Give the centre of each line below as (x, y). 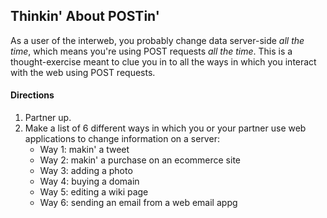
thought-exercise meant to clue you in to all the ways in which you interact (163, 61)
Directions (32, 95)
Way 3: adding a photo (86, 171)
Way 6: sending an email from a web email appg (138, 203)
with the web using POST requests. (83, 72)
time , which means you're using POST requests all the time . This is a (151, 51)
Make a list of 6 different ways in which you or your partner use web (165, 128)
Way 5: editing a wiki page (94, 192)
